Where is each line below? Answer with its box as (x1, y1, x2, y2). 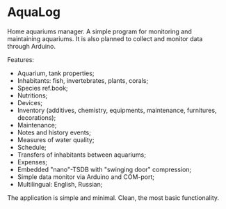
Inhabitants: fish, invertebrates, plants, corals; (17, 76, 149, 84)
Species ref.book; (17, 84, 68, 92)
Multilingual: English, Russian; (17, 180, 103, 188)
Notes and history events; (17, 128, 92, 137)
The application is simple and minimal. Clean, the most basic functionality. (7, 193, 220, 202)
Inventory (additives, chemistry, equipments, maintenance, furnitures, (17, 106, 217, 114)
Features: (7, 55, 35, 63)
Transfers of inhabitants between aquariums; (17, 150, 146, 159)
